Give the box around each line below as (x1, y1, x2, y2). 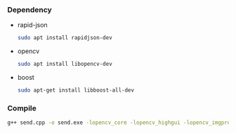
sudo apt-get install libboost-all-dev (17, 87, 135, 94)
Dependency (7, 5, 53, 15)
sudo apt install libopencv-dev (17, 61, 112, 68)
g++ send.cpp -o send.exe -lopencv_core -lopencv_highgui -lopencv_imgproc (7, 119, 234, 127)
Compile (7, 103, 37, 113)
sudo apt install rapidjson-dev (17, 34, 112, 41)
